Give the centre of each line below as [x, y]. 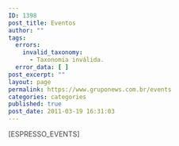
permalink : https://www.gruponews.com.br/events [90, 89]
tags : [17, 38]
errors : [28, 45]
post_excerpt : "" [37, 75]
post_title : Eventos [42, 23]
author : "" [26, 30]
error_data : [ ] [42, 67]
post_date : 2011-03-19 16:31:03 [61, 112]
